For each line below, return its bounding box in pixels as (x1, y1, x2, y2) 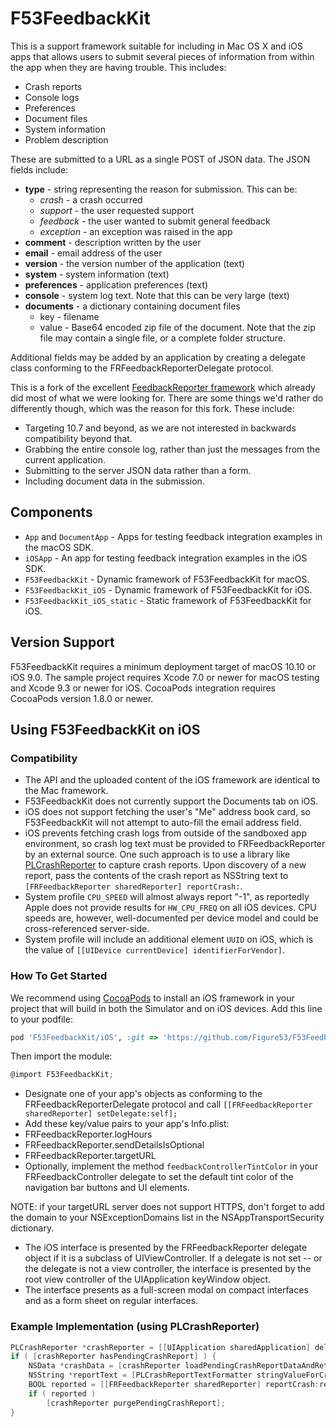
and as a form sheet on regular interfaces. (24, 1295, 199, 1307)
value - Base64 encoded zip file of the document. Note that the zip (39, 321, 316, 333)
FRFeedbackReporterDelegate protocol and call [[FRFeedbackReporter (24, 1098, 313, 1111)
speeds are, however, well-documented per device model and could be (24, 912, 319, 924)
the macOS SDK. (24, 541, 95, 553)
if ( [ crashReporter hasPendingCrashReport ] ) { (10, 1352, 217, 1362)
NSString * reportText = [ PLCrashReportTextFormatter (28, 1370, 253, 1381)
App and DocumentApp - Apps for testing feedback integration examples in (24, 530, 323, 542)
